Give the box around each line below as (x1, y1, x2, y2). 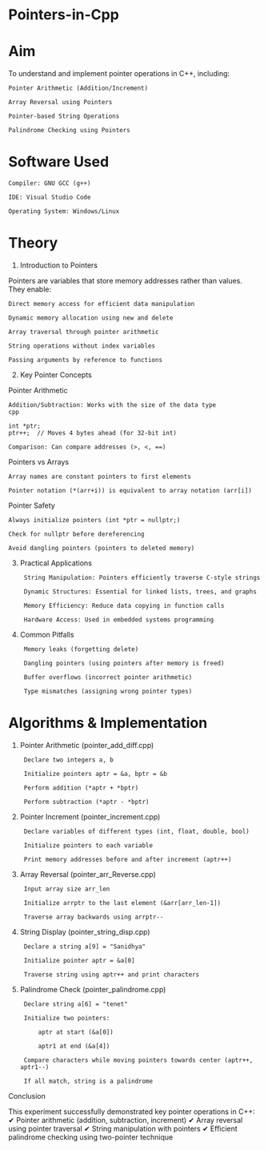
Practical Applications (19, 558, 92, 568)
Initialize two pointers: (23, 1014, 110, 1022)
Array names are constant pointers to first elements (8, 472, 192, 481)
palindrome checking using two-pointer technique (8, 1132, 174, 1142)
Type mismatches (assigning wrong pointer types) (23, 687, 193, 695)
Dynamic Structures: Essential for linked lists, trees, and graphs (23, 588, 258, 596)
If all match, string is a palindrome (23, 1077, 154, 1085)
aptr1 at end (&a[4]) (38, 1042, 110, 1050)
